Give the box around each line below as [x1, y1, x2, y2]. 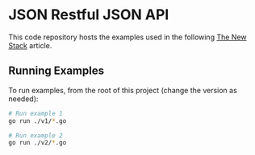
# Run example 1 [8, 109, 63, 117]
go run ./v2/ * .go [8, 139, 67, 147]
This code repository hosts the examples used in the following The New [8, 32, 248, 42]
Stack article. [8, 40, 52, 50]
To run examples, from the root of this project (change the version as [8, 85, 238, 95]
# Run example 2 [8, 131, 63, 140]
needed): [8, 94, 39, 104]
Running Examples [8, 64, 105, 78]
